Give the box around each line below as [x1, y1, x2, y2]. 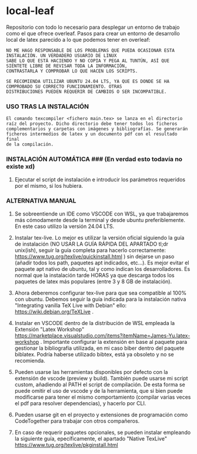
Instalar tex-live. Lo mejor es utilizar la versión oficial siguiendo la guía [14, 234, 185, 241]
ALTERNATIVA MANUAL [6, 197, 76, 205]
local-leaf [6, 4, 55, 18]
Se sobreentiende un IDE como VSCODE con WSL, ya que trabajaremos [14, 210, 189, 217]
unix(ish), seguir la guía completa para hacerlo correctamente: [14, 246, 166, 254]
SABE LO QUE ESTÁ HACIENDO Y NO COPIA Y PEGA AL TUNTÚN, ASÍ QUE [6, 58, 169, 64]
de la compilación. [6, 141, 54, 148]
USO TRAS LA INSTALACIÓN [6, 102, 89, 110]
